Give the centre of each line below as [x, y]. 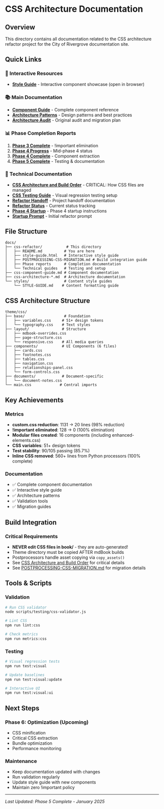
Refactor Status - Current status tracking [54, 206]
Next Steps [22, 708]
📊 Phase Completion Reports [41, 133]
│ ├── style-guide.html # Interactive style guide [62, 256]
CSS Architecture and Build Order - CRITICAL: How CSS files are [78, 184]
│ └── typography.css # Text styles [48, 325]
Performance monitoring [37, 749]
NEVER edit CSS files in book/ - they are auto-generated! [70, 547]
